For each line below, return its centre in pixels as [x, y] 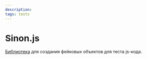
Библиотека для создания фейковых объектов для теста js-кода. [74, 52]
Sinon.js [22, 38]
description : [19, 10]
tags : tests [17, 14]
